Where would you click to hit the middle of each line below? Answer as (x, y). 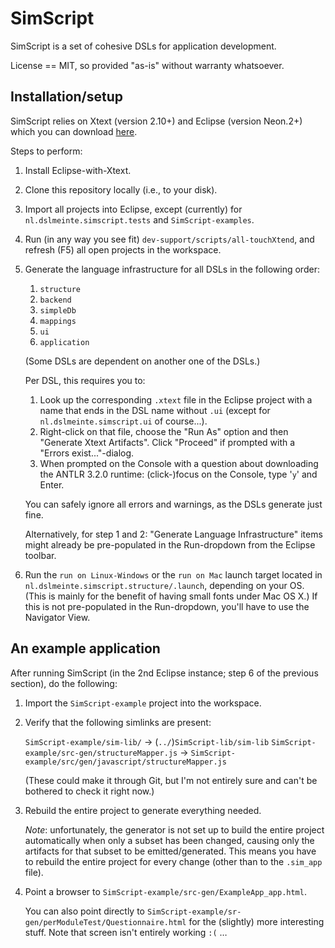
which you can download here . (74, 131)
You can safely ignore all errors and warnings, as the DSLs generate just (173, 504)
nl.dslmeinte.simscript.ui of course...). (123, 421)
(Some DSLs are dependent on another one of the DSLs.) (142, 361)
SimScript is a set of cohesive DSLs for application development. (143, 46)
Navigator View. (57, 617)
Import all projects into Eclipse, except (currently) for (133, 209)
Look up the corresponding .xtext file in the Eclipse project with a (176, 399)
